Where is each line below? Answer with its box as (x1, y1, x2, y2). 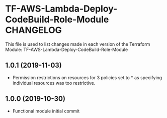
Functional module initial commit (12, 108, 80, 114)
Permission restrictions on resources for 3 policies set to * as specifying (12, 74, 162, 81)
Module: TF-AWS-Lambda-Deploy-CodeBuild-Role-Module (5, 46, 128, 52)
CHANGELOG (5, 25, 62, 36)
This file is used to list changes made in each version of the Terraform (5, 41, 150, 47)
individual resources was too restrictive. (12, 80, 96, 86)
